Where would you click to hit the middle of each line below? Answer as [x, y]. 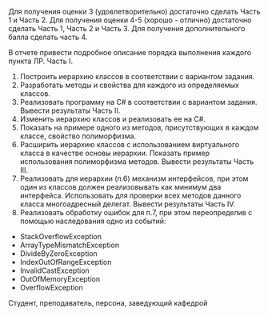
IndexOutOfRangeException [66, 262]
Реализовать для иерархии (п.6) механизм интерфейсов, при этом [134, 178]
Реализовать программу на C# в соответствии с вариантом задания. [138, 102]
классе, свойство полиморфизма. [78, 136]
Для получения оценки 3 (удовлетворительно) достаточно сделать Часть [134, 12]
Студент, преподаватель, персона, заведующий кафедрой [108, 303]
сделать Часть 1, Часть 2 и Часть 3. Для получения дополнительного [127, 28]
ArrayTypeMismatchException [70, 245]
